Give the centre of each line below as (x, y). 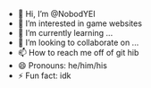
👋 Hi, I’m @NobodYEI (56, 14)
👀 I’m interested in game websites (80, 23)
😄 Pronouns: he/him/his (62, 66)
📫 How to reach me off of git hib (78, 53)
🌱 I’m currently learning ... (65, 33)
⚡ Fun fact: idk (44, 75)
